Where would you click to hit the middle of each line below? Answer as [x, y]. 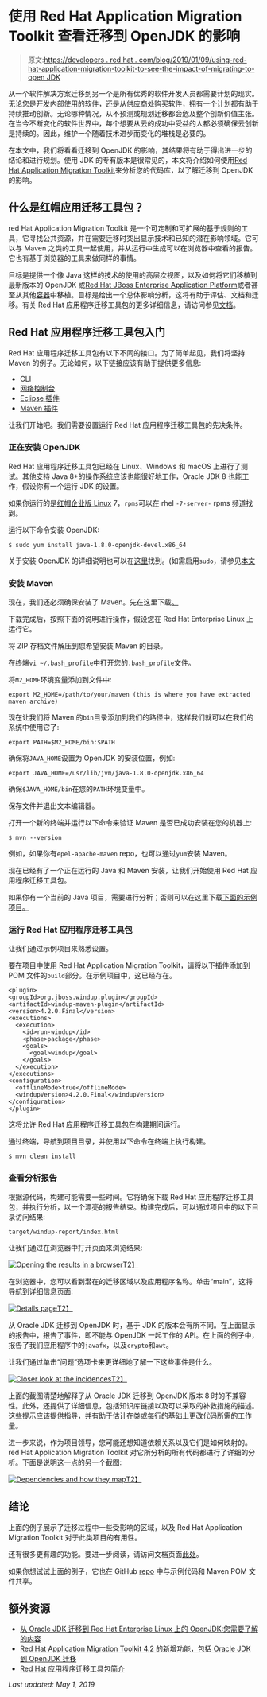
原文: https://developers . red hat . [82, 60]
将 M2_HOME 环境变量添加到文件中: [60, 680]
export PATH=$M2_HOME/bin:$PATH [62, 743]
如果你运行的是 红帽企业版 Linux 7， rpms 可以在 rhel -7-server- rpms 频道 [127, 503]
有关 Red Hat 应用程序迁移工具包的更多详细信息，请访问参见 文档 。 [131, 305]
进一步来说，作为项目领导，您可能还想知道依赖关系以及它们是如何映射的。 [130, 1442]
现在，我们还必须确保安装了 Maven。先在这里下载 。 [93, 602]
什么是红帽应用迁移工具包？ [76, 208]
